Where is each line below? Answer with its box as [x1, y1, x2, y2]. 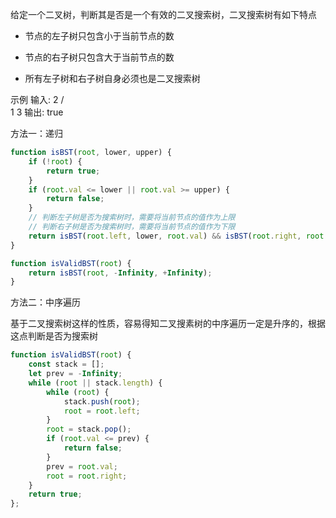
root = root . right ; [46, 471, 128, 481]
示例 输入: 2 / [10, 94, 65, 105]
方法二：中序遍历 [10, 296, 81, 308]
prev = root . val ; [46, 461, 118, 472]
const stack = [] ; [28, 359, 105, 370]
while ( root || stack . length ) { [28, 378, 163, 388]
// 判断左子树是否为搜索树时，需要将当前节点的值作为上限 [28, 213, 236, 223]
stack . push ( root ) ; [63, 396, 141, 407]
